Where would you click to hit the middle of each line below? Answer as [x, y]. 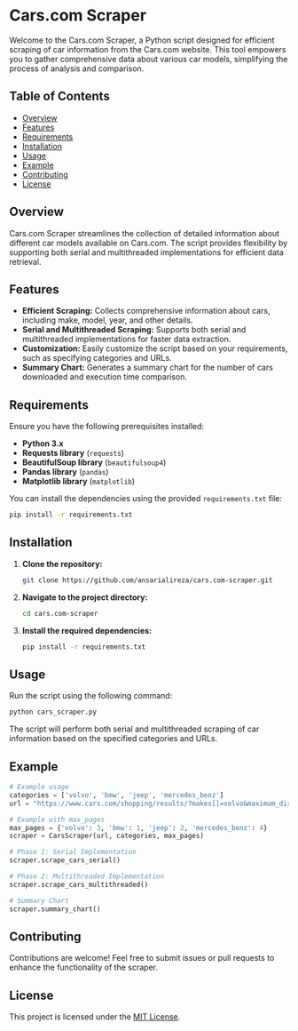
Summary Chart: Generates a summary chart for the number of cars [147, 368]
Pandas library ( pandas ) [65, 472]
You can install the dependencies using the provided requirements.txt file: [145, 499]
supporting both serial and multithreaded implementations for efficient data [146, 252]
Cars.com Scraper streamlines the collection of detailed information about [145, 233]
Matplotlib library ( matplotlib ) [78, 482]
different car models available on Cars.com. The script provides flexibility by [149, 243]
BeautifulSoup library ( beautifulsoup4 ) [94, 462]
